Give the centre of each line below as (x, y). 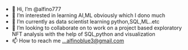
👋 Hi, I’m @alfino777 (36, 9)
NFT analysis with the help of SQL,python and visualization (83, 34)
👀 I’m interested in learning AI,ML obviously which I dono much (88, 15)
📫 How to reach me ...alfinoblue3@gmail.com (68, 41)
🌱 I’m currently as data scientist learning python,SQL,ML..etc (85, 21)
